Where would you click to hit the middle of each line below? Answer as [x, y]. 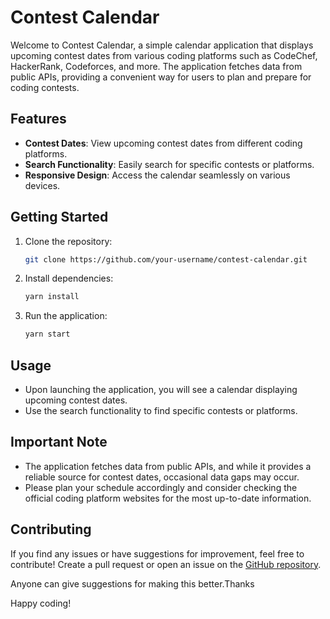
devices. [42, 185]
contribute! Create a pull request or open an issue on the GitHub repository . [166, 564]
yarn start [47, 334]
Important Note [59, 442]
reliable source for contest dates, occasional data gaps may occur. [162, 477]
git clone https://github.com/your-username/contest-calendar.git [166, 259]
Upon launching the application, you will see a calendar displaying [161, 389]
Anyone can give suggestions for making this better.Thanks [132, 583]
